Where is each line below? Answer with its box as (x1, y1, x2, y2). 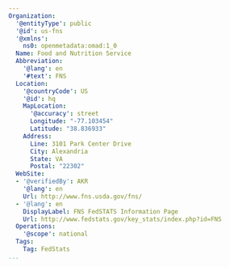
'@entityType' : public (15, 19, 92, 28)
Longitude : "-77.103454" (29, 117, 114, 125)
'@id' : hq (23, 95, 56, 103)
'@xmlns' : (15, 34, 48, 43)
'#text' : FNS (23, 72, 67, 80)
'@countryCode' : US (23, 87, 89, 95)
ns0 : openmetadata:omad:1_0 (23, 42, 117, 50)
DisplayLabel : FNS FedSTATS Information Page (23, 207, 179, 215)
